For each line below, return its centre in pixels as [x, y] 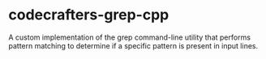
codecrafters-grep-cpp [89, 15]
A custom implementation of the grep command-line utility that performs [130, 37]
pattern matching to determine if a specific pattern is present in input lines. [133, 45]
